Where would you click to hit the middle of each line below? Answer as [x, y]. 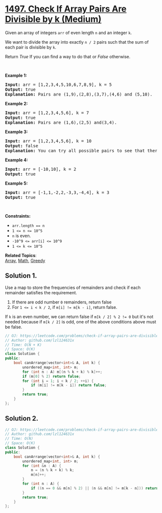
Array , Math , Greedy [25, 260]
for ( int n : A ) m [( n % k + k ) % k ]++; [62, 372]
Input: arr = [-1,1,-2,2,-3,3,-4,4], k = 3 [57, 192]
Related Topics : [21, 255]
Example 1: [16, 75]
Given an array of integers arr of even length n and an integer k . [68, 32]
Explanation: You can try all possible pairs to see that [75, 151]
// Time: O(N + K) [23, 345]
